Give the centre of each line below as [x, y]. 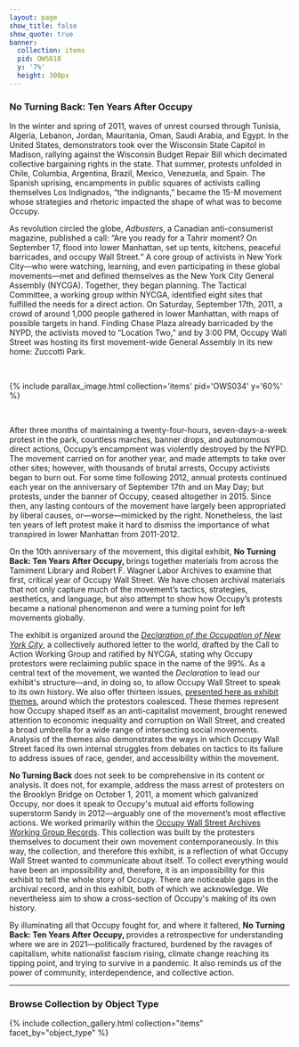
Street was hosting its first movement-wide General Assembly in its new [141, 342]
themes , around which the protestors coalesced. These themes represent [144, 701]
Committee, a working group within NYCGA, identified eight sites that [136, 295]
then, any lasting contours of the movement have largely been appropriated [148, 506]
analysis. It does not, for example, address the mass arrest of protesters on [147, 785]
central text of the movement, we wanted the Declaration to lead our [135, 673]
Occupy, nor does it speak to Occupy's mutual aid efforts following [132, 804]
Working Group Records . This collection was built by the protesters [132, 832]
